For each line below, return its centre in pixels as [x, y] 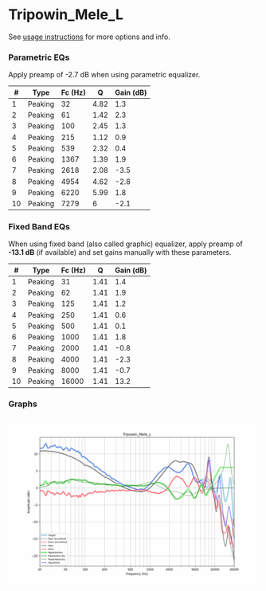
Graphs [23, 404]
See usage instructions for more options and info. [90, 37]
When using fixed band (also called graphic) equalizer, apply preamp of [125, 244]
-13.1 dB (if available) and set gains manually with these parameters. [120, 252]
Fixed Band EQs [39, 226]
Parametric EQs [39, 57]
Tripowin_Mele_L [66, 15]
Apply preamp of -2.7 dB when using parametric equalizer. [104, 75]
